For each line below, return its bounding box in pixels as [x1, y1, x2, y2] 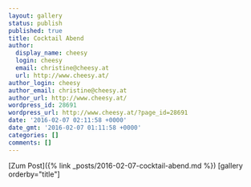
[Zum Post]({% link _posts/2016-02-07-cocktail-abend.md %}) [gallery [8, 161, 243, 170]
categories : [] [8, 131, 59, 139]
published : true [8, 26, 63, 35]
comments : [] [8, 138, 52, 147]
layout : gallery [8, 11, 63, 20]
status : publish [8, 19, 63, 27]
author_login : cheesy [8, 79, 81, 87]
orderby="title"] [8, 169, 60, 179]
